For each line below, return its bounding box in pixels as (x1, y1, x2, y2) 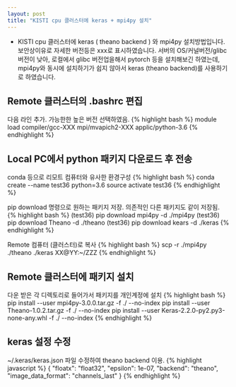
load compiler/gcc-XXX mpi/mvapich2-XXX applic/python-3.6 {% (7, 123, 199, 131)
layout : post (7, 10, 46, 18)
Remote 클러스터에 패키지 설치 (7, 270, 134, 282)
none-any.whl (7, 314, 47, 322)
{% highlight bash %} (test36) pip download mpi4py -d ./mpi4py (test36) (7, 211, 220, 220)
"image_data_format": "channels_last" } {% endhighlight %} (7, 371, 181, 380)
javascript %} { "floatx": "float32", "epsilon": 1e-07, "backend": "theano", (7, 364, 219, 372)
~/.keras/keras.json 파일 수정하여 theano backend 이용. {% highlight (7, 356, 203, 364)
